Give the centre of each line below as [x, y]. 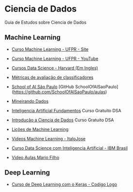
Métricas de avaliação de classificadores [52, 77]
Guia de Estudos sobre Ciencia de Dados [46, 22]
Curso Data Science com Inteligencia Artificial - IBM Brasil [70, 148]
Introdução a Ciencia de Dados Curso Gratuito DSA [63, 120]
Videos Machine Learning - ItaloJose [49, 138]
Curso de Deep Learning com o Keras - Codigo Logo [64, 184]
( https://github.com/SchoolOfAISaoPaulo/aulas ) [59, 92]
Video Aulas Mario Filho [35, 157]
